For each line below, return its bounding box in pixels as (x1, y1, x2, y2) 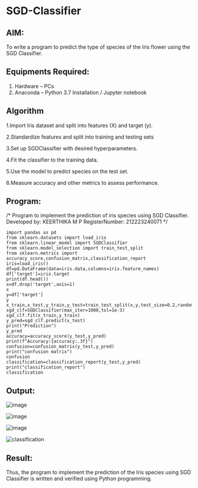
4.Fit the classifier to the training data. (6, 156, 98, 163)
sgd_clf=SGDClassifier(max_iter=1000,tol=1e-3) (6, 307, 126, 313)
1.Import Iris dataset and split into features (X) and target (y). (6, 121, 153, 129)
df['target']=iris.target (6, 271, 70, 277)
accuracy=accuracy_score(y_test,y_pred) (6, 333, 107, 339)
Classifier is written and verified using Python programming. (6, 475, 152, 482)
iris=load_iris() (6, 261, 49, 267)
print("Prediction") (6, 323, 57, 329)
